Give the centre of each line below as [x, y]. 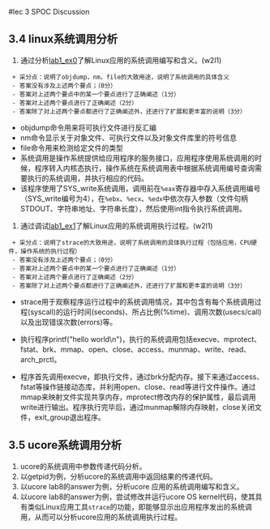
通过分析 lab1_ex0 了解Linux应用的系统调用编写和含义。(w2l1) [121, 60]
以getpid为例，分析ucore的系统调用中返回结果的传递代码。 [118, 476]
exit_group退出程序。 [70, 417]
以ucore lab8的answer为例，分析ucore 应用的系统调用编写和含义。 [132, 486]
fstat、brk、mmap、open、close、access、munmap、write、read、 [135, 349]
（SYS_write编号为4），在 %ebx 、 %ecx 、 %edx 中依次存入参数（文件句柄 [134, 198]
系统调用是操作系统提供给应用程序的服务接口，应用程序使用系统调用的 [137, 158]
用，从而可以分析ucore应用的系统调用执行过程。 [101, 517]
